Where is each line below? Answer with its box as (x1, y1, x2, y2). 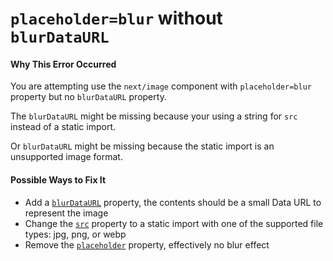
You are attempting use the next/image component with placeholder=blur (10, 80, 312, 92)
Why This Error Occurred (10, 58, 117, 70)
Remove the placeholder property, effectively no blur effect (24, 238, 270, 251)
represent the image (24, 207, 109, 219)
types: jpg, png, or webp (24, 228, 127, 240)
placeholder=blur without (10, 7, 223, 30)
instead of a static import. (10, 121, 117, 133)
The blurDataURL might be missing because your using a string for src (10, 110, 298, 122)
